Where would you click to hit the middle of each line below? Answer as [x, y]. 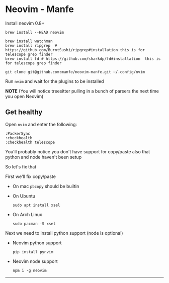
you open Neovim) [24, 96]
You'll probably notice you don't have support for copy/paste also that [78, 151]
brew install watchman [29, 41]
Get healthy [24, 112]
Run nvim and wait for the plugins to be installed [55, 81]
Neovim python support [37, 243]
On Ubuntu [24, 196]
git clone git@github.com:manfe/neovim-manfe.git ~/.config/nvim [75, 72]
